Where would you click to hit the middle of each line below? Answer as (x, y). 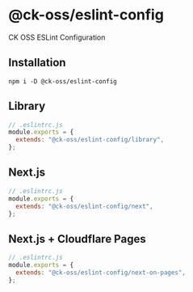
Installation (37, 63)
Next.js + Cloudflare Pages (78, 239)
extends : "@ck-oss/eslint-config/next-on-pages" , (101, 273)
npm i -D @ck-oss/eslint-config (63, 81)
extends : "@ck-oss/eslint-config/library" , (90, 140)
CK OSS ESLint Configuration (57, 37)
